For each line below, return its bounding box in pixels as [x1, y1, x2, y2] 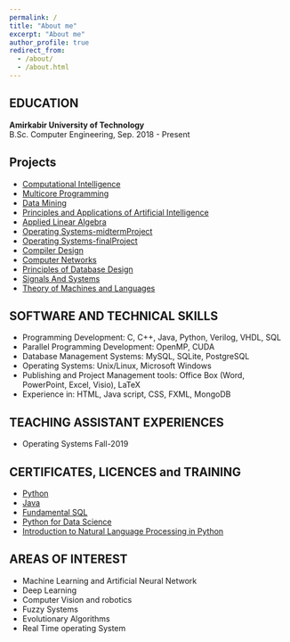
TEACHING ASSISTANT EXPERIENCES [9, 415, 224, 430]
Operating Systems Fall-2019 [21, 439, 129, 449]
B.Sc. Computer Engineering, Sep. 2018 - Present [9, 128, 190, 139]
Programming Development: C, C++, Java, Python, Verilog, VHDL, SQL [21, 332, 282, 343]
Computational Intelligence [21, 178, 121, 189]
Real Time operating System [21, 622, 126, 633]
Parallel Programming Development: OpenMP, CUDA [21, 342, 215, 352]
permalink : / [9, 12, 58, 22]
